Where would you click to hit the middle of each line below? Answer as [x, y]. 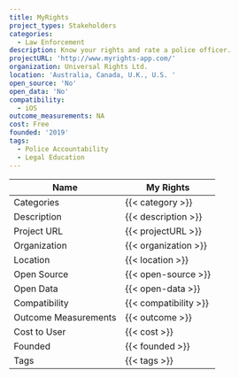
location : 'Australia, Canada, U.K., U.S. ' [93, 75]
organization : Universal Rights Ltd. [79, 67]
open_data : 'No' [39, 91]
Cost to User [40, 331]
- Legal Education [51, 157]
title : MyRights [39, 17]
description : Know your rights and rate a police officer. [120, 50]
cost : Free [29, 125]
